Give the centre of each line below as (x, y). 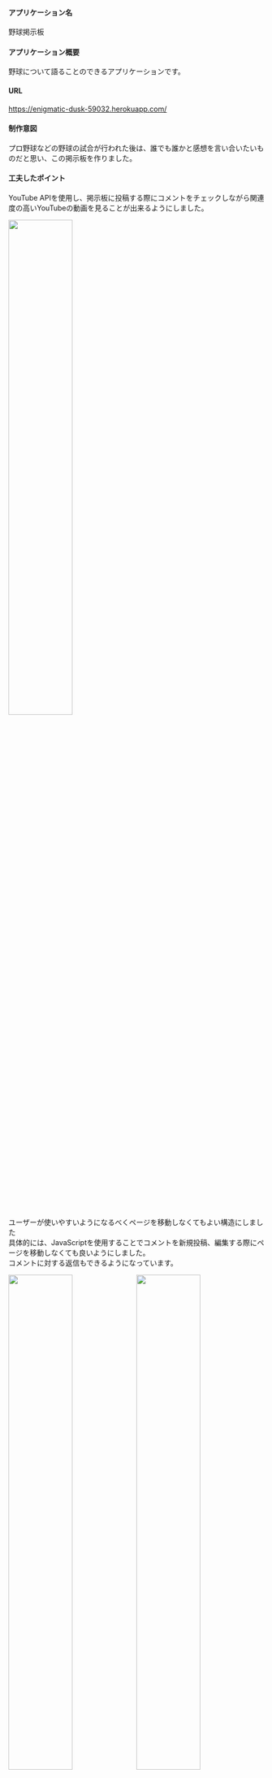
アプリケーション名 (41, 12)
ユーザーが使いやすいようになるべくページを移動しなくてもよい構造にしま (133, 1222)
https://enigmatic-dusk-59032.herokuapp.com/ (88, 109)
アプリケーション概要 (44, 52)
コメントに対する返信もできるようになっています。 (93, 1263)
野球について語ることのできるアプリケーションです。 (97, 71)
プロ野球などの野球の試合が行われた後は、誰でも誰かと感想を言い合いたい (133, 148)
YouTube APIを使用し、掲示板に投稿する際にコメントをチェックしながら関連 (136, 198)
